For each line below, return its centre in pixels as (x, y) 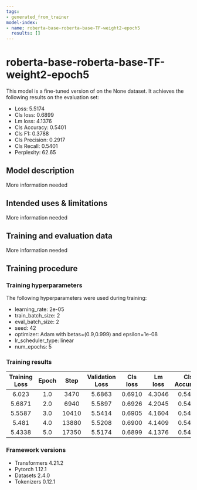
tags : (13, 11)
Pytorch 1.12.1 (30, 469)
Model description (40, 171)
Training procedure (42, 268)
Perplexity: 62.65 (35, 153)
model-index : (22, 22)
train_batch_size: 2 (37, 316)
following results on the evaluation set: (53, 97)
